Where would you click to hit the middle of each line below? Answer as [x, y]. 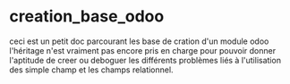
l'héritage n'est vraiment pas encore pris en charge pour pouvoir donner [142, 50]
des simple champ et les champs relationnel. [91, 70]
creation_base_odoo [87, 17]
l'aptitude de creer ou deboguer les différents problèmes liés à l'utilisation [145, 60]
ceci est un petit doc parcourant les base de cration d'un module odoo [139, 41]
